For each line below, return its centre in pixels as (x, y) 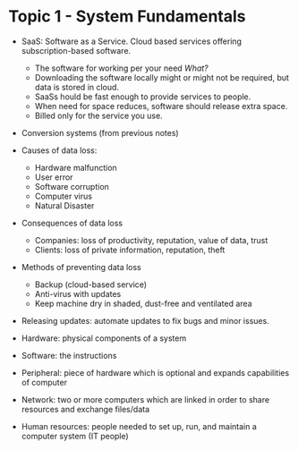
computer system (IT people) (75, 436)
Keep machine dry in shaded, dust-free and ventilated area (143, 303)
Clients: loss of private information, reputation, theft (130, 250)
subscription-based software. (76, 50)
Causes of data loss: (59, 150)
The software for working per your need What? (122, 68)
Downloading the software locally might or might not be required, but (162, 77)
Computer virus (64, 196)
